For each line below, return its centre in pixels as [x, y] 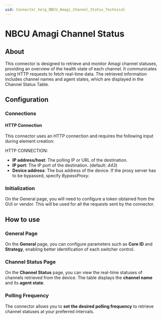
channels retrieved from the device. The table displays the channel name [79, 278]
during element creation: [30, 141]
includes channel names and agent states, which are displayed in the [74, 79]
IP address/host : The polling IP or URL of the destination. [70, 160]
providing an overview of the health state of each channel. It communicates [81, 68]
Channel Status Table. [27, 84]
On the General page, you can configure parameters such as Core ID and [79, 244]
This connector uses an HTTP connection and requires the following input [79, 136]
